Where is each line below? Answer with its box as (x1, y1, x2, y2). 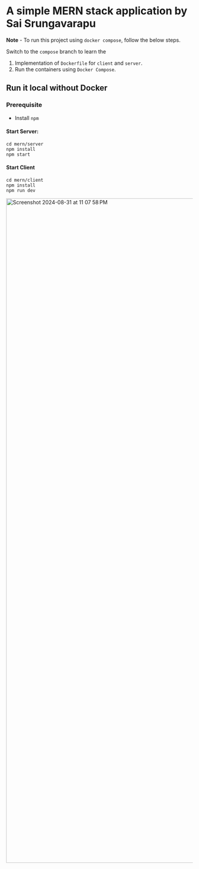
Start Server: (6, 128, 39, 135)
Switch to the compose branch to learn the (6, 48, 107, 55)
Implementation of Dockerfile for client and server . (14, 59, 143, 67)
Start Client (6, 164, 36, 171)
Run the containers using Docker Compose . (14, 65, 116, 72)
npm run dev (6, 188, 36, 194)
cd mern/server (6, 141, 44, 147)
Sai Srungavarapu (6, 17, 97, 30)
